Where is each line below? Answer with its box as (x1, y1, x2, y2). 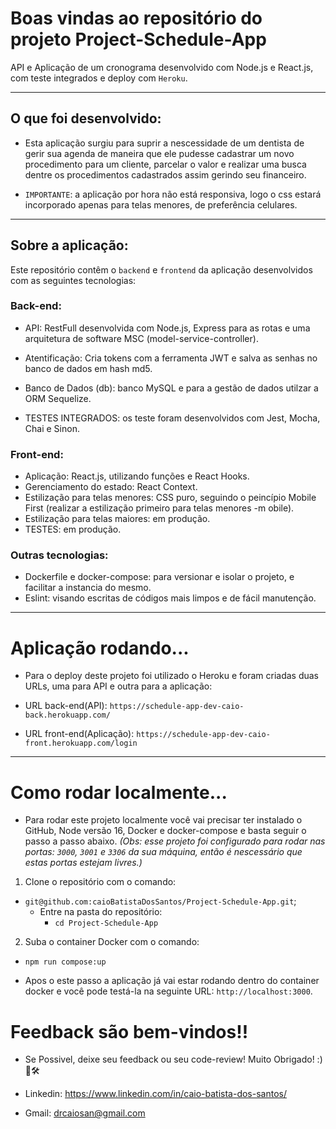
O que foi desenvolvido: (10, 110, 162, 127)
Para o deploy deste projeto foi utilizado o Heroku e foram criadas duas (24, 670, 319, 682)
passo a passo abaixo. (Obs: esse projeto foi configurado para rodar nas (24, 835, 326, 847)
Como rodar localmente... (10, 781, 228, 804)
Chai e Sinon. (24, 422, 80, 434)
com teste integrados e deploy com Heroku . (10, 72, 188, 84)
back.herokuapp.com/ (24, 710, 111, 721)
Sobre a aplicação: (10, 237, 129, 254)
